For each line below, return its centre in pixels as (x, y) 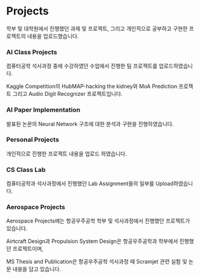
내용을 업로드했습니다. (53, 36)
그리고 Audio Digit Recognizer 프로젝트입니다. (67, 94)
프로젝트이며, (28, 249)
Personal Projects (33, 140)
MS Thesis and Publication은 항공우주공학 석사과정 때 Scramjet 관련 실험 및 (97, 262)
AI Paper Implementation (43, 110)
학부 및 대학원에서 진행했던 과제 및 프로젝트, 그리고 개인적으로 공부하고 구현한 (97, 28)
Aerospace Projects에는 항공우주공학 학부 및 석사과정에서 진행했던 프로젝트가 (98, 221)
